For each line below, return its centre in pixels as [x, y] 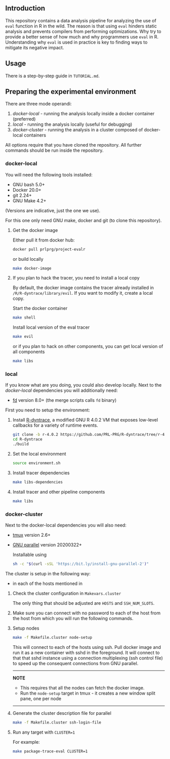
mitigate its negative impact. [35, 47]
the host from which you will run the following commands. [73, 618]
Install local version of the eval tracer [51, 327]
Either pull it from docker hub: [44, 240]
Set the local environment [39, 454]
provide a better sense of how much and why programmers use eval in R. [82, 37]
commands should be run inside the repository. [54, 150]
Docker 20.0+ [27, 190]
